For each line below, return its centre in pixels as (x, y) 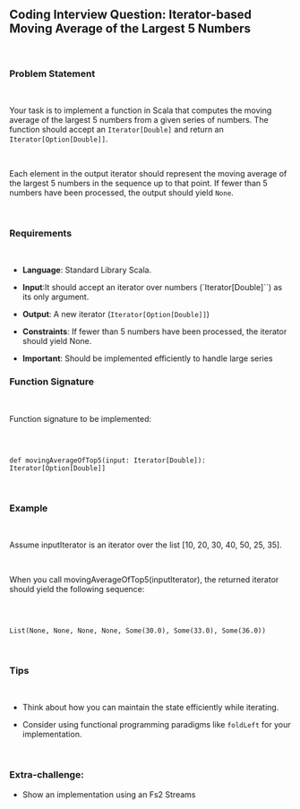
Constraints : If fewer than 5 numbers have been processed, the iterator (154, 331)
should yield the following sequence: (77, 589)
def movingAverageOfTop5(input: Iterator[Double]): (107, 460)
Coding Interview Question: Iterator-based (131, 15)
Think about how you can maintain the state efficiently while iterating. (150, 708)
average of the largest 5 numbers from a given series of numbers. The (139, 120)
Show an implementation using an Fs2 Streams (109, 794)
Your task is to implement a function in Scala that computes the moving (141, 110)
